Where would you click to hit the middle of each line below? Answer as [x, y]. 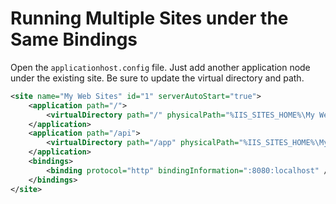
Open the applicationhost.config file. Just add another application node [160, 67]
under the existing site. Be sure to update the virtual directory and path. [157, 78]
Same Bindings [74, 39]
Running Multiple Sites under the [149, 18]
